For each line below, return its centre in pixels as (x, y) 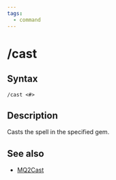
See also (26, 154)
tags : (15, 13)
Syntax (23, 79)
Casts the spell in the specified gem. (58, 132)
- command (27, 20)
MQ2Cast (30, 170)
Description (32, 115)
